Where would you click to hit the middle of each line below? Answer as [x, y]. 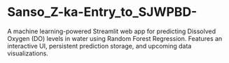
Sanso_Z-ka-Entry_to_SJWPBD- [102, 12]
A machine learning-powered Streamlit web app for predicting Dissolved [112, 31]
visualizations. [28, 53]
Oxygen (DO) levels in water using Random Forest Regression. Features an [115, 38]
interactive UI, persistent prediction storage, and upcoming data [99, 46]
